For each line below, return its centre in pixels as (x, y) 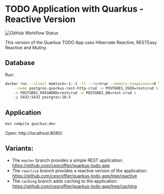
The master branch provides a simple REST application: (68, 160)
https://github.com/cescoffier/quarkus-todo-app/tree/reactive (75, 176)
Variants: (19, 148)
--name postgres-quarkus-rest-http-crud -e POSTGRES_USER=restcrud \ (86, 88)
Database (20, 63)
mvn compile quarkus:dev (30, 124)
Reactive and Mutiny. (26, 47)
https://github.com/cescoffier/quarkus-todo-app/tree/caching (74, 186)
